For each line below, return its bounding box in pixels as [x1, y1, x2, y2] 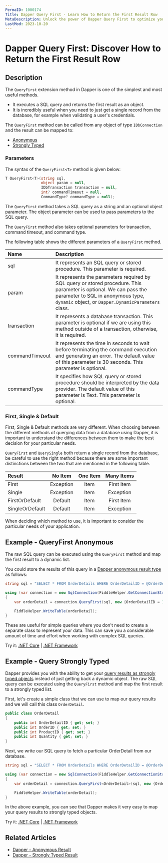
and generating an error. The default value [55, 352, 155, 359]
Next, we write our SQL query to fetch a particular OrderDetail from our [5, 748, 151, 754]
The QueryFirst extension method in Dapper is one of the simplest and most [5, 87, 162, 93]
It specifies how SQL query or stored [55, 373, 141, 380]
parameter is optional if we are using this [55, 319, 151, 326]
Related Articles [5, 833, 56, 842]
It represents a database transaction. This [55, 313, 153, 320]
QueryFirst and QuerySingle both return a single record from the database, [5, 450, 159, 456]
